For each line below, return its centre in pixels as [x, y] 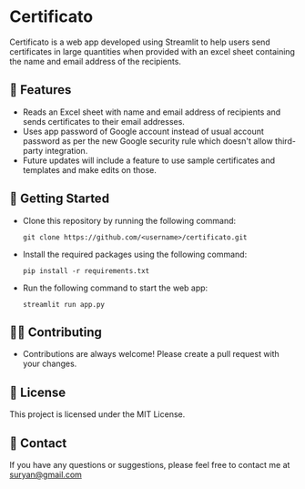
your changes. [50, 364]
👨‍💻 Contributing [56, 332]
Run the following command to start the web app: [115, 288]
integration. [66, 150]
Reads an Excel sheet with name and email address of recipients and [152, 112]
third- [285, 141]
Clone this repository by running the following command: [129, 220]
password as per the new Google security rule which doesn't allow [147, 141]
